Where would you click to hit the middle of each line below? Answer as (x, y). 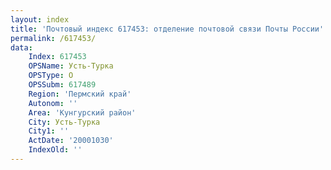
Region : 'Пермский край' (80, 94)
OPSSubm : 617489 (62, 85)
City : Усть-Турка (64, 122)
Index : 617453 (57, 57)
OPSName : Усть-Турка (71, 66)
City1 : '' (49, 131)
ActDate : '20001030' (71, 141)
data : (21, 47)
